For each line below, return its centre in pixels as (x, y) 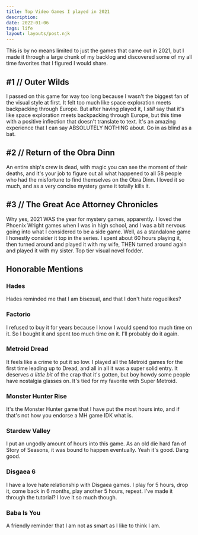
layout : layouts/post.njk (38, 34)
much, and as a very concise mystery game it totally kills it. (78, 186)
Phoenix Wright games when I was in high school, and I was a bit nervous (96, 225)
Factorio (18, 314)
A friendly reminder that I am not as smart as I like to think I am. (83, 525)
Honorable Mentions (45, 269)
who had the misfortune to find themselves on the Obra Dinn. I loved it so (95, 179)
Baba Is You (23, 512)
